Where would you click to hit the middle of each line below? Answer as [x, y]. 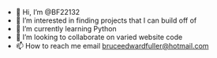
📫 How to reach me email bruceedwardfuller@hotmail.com [112, 46]
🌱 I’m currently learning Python [66, 29]
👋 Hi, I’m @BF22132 [48, 12]
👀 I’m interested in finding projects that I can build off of [106, 20]
